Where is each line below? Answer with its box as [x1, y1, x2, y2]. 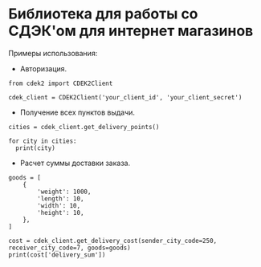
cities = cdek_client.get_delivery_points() [8, 123, 160, 131]
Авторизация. [19, 63, 67, 73]
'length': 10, [37, 194, 84, 203]
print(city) [15, 144, 56, 152]
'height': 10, [37, 208, 84, 216]
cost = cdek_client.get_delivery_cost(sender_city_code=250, [8, 237, 218, 245]
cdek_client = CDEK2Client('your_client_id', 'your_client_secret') [8, 93, 243, 101]
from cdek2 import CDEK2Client [8, 79, 113, 87]
